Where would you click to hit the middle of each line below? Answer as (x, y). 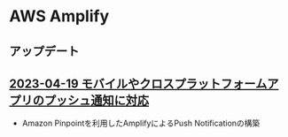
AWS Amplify (59, 16)
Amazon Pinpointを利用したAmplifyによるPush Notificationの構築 (141, 123)
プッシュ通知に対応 (96, 100)
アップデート (44, 51)
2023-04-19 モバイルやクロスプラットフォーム (138, 84)
